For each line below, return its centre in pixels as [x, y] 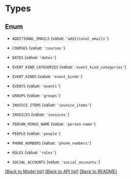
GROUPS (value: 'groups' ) [36, 95]
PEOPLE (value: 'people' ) [36, 133]
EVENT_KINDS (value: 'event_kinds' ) [47, 76]
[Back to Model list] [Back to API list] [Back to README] [61, 171]
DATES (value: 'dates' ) [34, 57]
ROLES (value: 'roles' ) [34, 152]
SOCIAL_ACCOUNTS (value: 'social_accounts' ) [56, 162]
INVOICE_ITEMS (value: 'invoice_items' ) [52, 105]
